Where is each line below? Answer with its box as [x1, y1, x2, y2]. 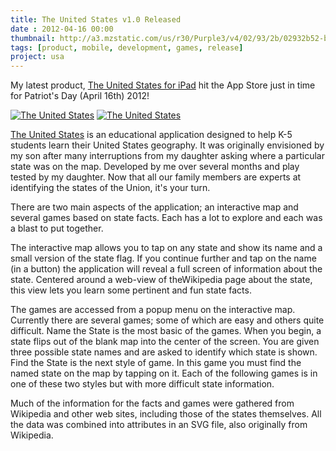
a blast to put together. [10, 222, 104, 235]
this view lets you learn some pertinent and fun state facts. [10, 284, 252, 296]
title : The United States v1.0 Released [10, 14, 182, 25]
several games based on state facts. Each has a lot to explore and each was [10, 212, 323, 224]
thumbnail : [10, 33, 56, 43]
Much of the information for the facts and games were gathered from [10, 397, 295, 410]
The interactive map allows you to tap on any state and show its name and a [10, 242, 323, 254]
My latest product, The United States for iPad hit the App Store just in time [10, 79, 316, 91]
